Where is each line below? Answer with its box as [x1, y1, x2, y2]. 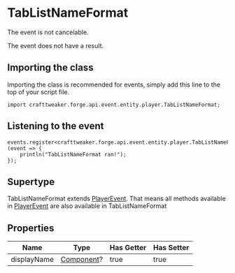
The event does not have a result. [7, 41, 104, 50]
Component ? [60, 255, 104, 265]
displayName [10, 255, 54, 265]
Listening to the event [7, 120, 104, 132]
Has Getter [109, 243, 147, 253]
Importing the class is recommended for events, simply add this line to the [7, 80, 221, 89]
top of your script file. [7, 87, 70, 96]
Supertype [7, 176, 55, 188]
